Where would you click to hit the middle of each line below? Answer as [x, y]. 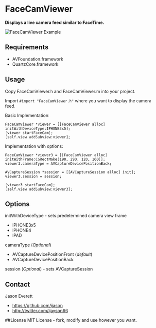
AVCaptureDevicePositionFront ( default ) [52, 254]
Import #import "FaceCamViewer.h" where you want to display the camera [78, 100]
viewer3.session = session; [34, 176]
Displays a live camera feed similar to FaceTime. [55, 22]
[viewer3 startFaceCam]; [30, 185]
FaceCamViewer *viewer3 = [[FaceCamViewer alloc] [56, 155]
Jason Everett [19, 296]
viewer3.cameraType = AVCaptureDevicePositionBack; [58, 164]
